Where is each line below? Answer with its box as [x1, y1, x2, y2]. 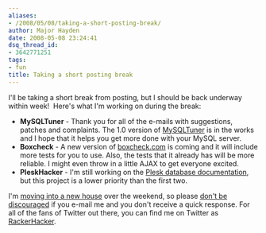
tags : [8, 56, 26, 64]
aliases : [8, 11, 37, 20]
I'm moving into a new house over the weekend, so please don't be [8, 191, 228, 200]
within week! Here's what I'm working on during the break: [8, 101, 202, 111]
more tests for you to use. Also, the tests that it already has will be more [19, 150, 255, 160]
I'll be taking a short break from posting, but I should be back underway [8, 92, 242, 102]
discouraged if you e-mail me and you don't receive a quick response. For [8, 200, 250, 209]
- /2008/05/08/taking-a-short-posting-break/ [8, 19, 161, 27]
